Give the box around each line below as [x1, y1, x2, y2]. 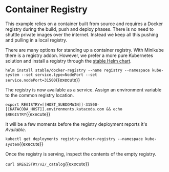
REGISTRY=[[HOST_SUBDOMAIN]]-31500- [21, 102, 100, 107]
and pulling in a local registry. [5, 37, 68, 43]
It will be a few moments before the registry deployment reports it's [5, 121, 147, 127]
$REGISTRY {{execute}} [5, 111, 51, 117]
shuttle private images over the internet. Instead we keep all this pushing [5, 31, 159, 37]
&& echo [105, 106, 123, 111]
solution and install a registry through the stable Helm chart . [5, 58, 132, 64]
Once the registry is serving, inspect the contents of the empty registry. [5, 150, 156, 157]
